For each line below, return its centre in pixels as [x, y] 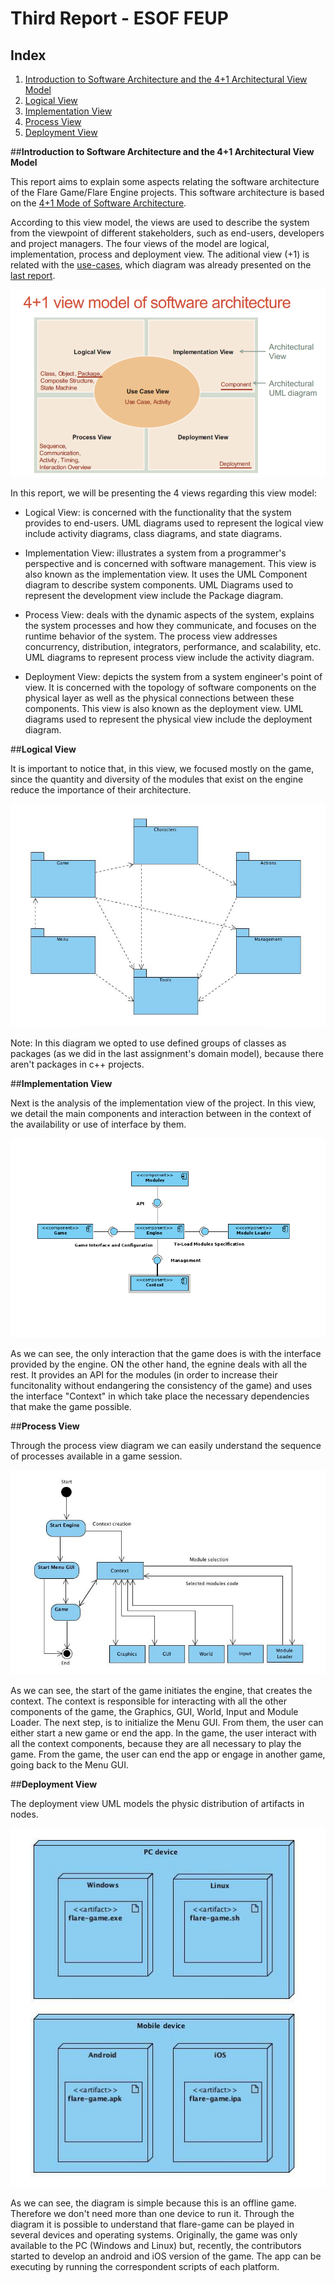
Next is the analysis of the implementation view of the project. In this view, [163, 1103]
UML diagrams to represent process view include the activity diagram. [169, 658]
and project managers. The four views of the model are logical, [140, 243]
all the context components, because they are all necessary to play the [156, 1743]
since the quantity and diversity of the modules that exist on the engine [157, 779]
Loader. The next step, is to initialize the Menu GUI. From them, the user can [167, 1722]
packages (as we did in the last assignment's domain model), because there [167, 1054]
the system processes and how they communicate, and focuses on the [170, 626]
